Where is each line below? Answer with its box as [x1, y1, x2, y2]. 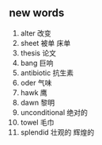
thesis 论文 [20, 48, 56, 58]
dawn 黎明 [20, 97, 55, 107]
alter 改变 [20, 28, 52, 38]
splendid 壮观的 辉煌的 [20, 127, 94, 137]
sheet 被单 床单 [20, 38, 71, 48]
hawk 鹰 [20, 87, 48, 97]
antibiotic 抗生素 [20, 67, 74, 78]
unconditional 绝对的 [20, 107, 88, 117]
